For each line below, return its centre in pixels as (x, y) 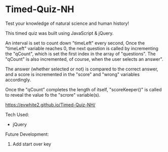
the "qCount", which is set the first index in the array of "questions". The (80, 54)
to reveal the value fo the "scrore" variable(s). (53, 95)
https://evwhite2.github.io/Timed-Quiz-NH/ (50, 104)
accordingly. (18, 80)
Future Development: (27, 134)
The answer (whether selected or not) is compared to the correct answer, (82, 69)
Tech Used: (17, 115)
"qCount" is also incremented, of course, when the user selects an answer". (84, 59)
